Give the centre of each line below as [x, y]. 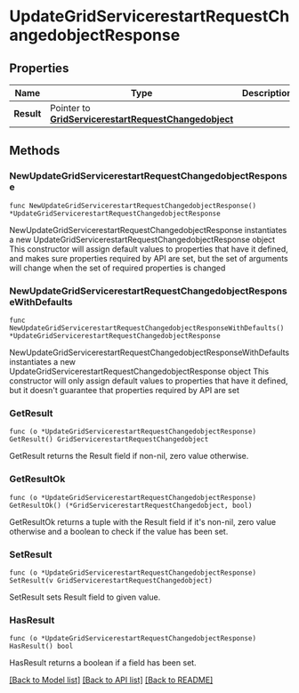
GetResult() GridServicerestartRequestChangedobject [109, 439]
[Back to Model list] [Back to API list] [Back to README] [111, 680]
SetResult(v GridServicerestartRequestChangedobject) [111, 580]
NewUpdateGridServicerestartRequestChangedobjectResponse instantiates [148, 230]
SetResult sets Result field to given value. [85, 597]
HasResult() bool [41, 647]
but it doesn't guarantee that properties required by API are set [125, 390]
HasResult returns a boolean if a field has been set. [103, 663]
